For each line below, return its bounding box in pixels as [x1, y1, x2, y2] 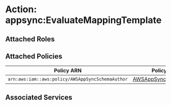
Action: [5, 4, 37, 15]
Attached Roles [5, 35, 55, 43]
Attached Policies [5, 52, 63, 61]
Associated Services [5, 93, 73, 101]
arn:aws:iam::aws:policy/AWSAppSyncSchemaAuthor [8, 76, 128, 82]
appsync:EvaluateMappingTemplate [5, 14, 162, 26]
